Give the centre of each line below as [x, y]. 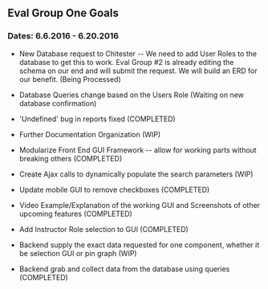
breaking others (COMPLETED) [71, 158]
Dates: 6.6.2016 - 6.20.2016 [63, 36]
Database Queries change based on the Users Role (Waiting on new [131, 95]
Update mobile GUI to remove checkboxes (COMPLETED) [114, 189]
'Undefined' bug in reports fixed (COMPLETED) [97, 119]
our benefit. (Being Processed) [70, 79]
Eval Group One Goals [63, 13]
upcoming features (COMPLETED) [76, 214]
